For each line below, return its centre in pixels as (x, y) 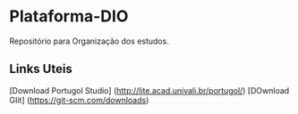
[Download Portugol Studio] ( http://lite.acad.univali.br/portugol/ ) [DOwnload (149, 90)
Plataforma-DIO (69, 16)
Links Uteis (41, 69)
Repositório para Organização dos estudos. (89, 41)
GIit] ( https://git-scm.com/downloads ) (79, 100)
